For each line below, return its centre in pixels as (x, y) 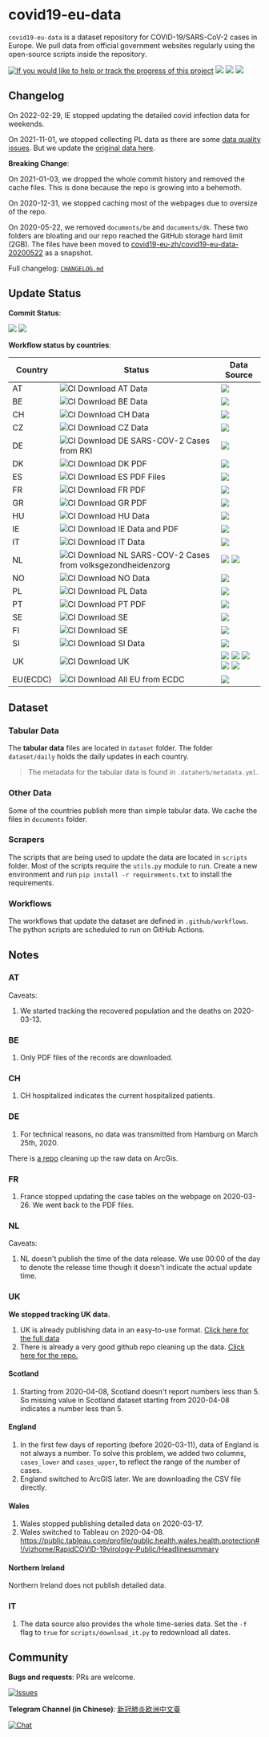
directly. (33, 1487)
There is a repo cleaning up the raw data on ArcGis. (93, 1158)
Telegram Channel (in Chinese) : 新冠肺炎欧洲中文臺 (94, 1709)
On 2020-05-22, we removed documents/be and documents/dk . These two (128, 227)
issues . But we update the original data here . (82, 148)
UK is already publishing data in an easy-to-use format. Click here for (134, 1329)
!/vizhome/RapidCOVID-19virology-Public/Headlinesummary (119, 1549)
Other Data (30, 793)
